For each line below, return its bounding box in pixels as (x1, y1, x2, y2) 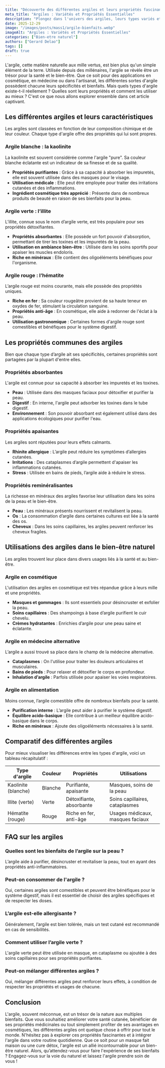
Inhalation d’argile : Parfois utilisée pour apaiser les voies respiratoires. (12, 674, 157, 680)
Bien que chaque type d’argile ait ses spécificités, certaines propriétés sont (5, 351, 158, 357)
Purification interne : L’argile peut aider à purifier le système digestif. (12, 707, 153, 713)
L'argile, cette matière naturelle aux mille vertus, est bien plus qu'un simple (5, 62, 156, 68)
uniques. (5, 288, 23, 294)
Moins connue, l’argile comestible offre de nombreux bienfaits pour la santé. (5, 698, 159, 703)
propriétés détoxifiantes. (5, 224, 55, 230)
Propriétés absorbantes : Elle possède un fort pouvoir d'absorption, (12, 233, 151, 239)
